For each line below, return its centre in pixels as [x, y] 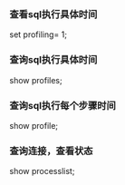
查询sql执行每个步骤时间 [62, 105]
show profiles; [36, 80]
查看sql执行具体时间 [53, 14]
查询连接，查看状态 [51, 151]
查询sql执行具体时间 [53, 60]
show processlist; [42, 171]
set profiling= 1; [38, 34]
